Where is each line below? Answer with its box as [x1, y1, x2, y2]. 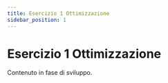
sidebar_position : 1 [7, 16, 67, 23]
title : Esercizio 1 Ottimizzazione [7, 10, 110, 17]
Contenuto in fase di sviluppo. [7, 69, 93, 77]
